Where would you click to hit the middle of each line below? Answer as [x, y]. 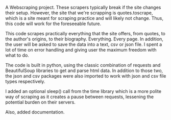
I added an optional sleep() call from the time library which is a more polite [83, 91]
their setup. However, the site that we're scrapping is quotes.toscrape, [79, 13]
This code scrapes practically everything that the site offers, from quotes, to [86, 33]
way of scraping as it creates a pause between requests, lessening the [80, 97]
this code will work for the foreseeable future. [53, 23]
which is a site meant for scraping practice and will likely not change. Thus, [84, 18]
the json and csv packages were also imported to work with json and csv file [86, 76]
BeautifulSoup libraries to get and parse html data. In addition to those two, [84, 70]
